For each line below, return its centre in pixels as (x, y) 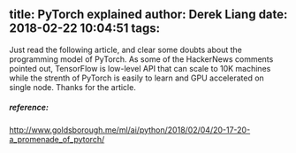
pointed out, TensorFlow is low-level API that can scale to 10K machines (140, 68)
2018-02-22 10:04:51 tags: (85, 29)
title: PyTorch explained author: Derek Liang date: (148, 15)
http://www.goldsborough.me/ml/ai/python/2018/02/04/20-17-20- (130, 130)
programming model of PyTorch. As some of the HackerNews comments (141, 59)
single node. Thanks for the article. (73, 87)
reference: (29, 107)
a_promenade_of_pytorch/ (57, 139)
